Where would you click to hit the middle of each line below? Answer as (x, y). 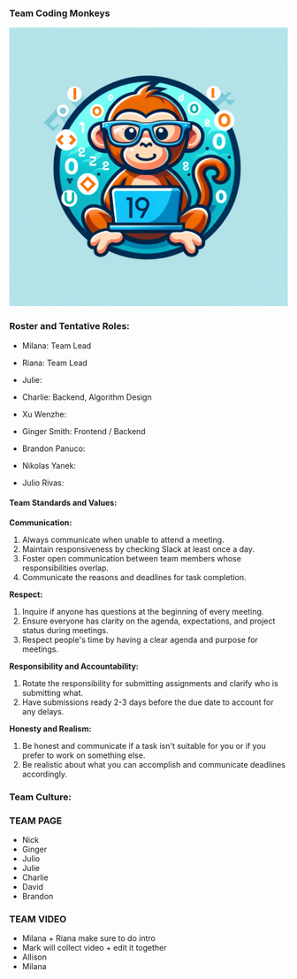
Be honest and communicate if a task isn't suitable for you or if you (144, 746)
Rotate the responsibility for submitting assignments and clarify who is (150, 683)
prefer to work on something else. (84, 755)
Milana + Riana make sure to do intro (89, 938)
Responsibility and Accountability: (74, 666)
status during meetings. (65, 630)
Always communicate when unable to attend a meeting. (123, 539)
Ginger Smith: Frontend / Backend (84, 431)
